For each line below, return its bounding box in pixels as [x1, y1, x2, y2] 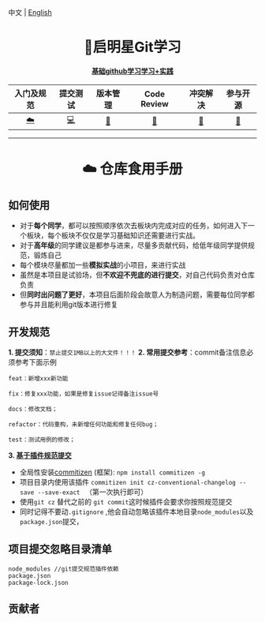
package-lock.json [8, 579, 69, 587]
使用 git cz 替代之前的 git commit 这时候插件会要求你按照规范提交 [19, 497, 233, 507]
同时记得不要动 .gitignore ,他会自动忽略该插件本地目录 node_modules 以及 [19, 507, 254, 516]
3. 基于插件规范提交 [8, 451, 73, 460]
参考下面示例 [14, 358, 57, 367]
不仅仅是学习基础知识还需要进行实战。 [74, 230, 200, 240]
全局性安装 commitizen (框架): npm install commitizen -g [19, 467, 206, 477]
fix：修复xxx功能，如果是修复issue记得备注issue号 [8, 390, 159, 398]
